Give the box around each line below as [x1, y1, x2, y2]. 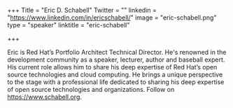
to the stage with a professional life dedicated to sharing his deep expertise [7, 78, 225, 86]
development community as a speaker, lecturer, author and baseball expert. [7, 55, 225, 64]
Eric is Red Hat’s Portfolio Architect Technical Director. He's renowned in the [7, 48, 227, 56]
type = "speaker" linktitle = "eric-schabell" [7, 21, 130, 29]
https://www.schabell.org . [7, 93, 83, 101]
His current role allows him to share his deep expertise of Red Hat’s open [7, 63, 218, 71]
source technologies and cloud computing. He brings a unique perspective [7, 70, 223, 79]
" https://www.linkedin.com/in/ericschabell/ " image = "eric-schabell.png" [7, 13, 217, 22]
